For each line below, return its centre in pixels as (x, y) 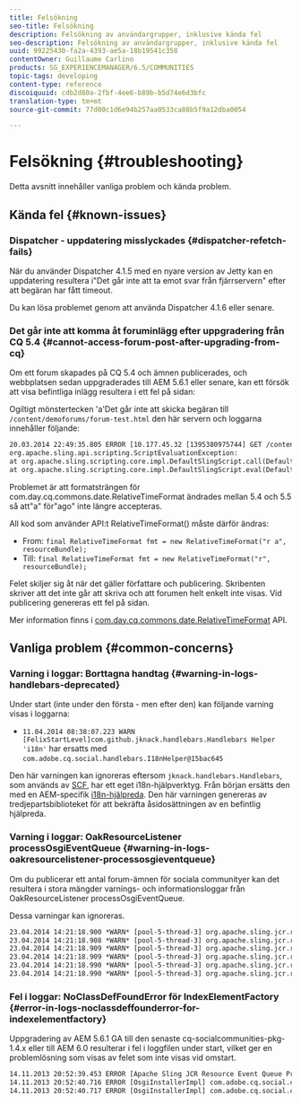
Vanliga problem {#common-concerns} (122, 648)
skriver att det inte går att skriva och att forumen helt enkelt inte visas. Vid (146, 592)
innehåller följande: (45, 428)
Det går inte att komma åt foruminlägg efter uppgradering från (147, 330)
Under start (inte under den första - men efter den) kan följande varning (142, 705)
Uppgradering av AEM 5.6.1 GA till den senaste (95, 1038)
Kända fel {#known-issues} (88, 215)
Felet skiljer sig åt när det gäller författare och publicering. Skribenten (138, 583)
